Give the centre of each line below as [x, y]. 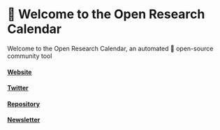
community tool [30, 56]
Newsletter [24, 120]
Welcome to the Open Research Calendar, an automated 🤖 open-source [110, 48]
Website [20, 72]
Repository [24, 103]
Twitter [18, 88]
